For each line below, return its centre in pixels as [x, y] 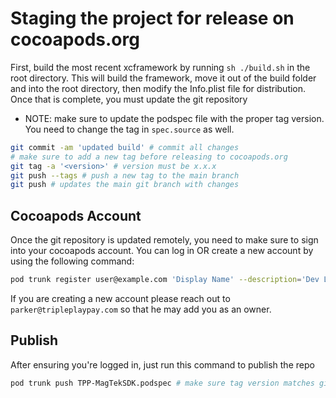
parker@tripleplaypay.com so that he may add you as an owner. [141, 309]
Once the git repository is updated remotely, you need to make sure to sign [164, 240]
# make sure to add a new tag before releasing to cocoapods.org [149, 157]
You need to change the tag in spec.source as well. [129, 129]
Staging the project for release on [152, 18]
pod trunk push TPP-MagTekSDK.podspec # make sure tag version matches [162, 383]
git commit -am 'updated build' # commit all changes [125, 147]
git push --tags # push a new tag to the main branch [125, 175]
